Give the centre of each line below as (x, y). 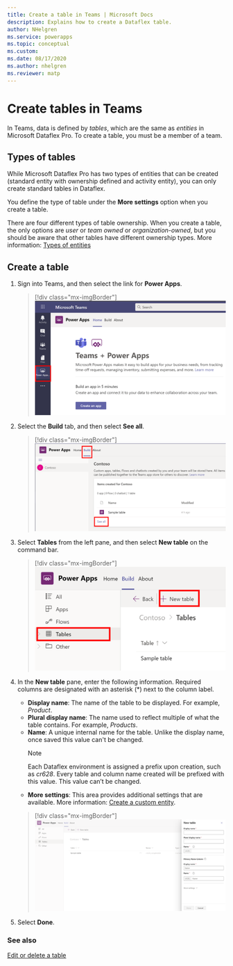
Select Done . (36, 922)
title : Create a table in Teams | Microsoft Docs (80, 15)
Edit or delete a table (37, 956)
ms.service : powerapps (40, 37)
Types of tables (42, 157)
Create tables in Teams (75, 108)
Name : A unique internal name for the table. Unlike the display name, (126, 732)
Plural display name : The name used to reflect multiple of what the (123, 718)
